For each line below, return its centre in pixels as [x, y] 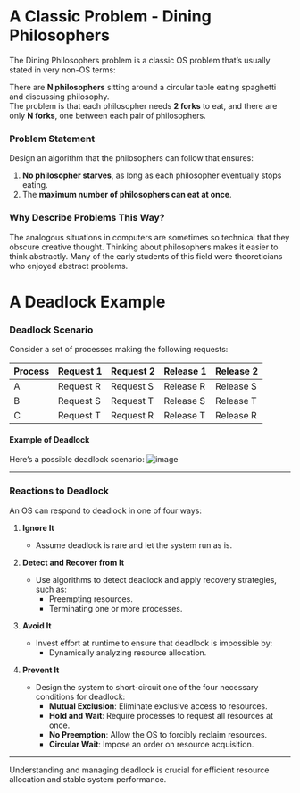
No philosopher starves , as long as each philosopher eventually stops [152, 175]
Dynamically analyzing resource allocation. [128, 652]
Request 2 [133, 371]
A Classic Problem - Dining [110, 17]
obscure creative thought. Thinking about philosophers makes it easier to [144, 247]
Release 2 [237, 371]
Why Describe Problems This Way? [87, 218]
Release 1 [185, 371]
